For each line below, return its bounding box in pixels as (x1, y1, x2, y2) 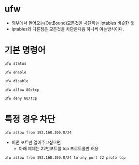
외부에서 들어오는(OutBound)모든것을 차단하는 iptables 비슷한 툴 (11, 20, 135, 26)
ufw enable (4, 70, 27, 75)
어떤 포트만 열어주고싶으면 (11, 139, 61, 146)
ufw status (4, 61, 27, 66)
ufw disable (4, 78, 28, 83)
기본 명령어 (4, 45, 46, 56)
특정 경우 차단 (4, 114, 56, 125)
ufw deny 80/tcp (4, 96, 37, 101)
